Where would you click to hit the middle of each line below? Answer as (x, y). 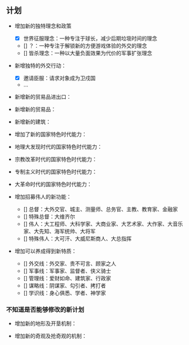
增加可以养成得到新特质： (45, 251)
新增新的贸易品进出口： (43, 96)
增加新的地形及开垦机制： (45, 324)
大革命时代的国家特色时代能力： (53, 184)
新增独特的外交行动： (40, 65)
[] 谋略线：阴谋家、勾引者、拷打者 (65, 285)
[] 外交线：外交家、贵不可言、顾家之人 (70, 263)
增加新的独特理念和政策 (43, 26)
